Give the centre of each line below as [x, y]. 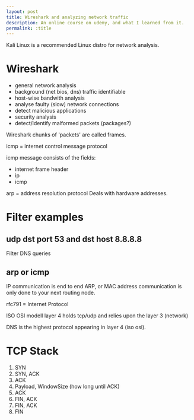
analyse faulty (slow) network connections [67, 104]
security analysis [35, 117]
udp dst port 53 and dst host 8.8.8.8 [74, 239]
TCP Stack [32, 351]
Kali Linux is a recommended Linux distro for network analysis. [83, 45]
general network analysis [45, 85]
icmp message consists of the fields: [51, 158]
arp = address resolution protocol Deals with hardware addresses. [87, 193]
